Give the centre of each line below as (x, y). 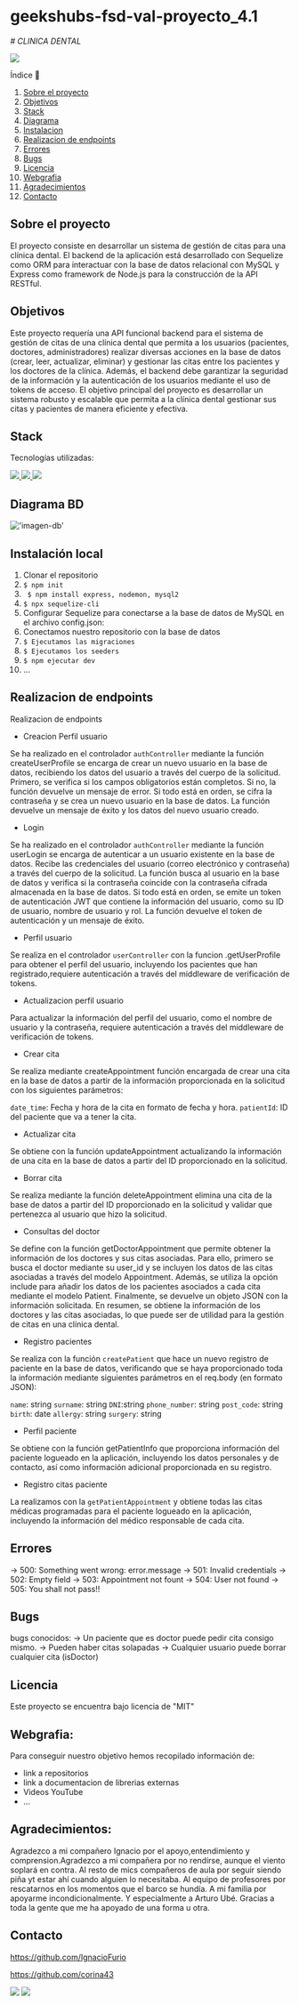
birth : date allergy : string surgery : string (86, 1413)
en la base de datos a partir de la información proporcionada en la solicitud (148, 1080)
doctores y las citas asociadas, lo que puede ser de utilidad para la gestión (147, 1314)
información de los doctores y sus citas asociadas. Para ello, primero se (142, 1257)
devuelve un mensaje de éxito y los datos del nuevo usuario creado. (135, 810)
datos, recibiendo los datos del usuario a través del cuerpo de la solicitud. (145, 772)
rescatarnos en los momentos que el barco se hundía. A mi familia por (138, 1888)
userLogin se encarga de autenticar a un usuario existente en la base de (142, 854)
